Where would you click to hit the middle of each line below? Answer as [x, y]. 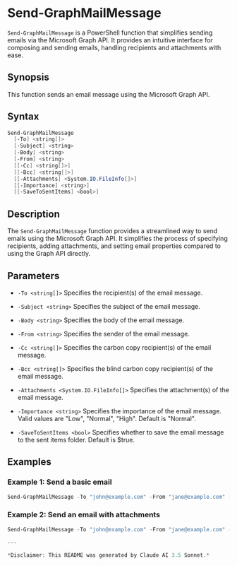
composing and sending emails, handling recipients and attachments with [114, 47]
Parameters [34, 276]
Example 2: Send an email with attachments [84, 515]
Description [34, 214]
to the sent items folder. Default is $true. [76, 440]
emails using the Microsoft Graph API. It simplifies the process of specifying [117, 239]
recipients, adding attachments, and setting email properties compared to [114, 246]
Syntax [23, 117]
